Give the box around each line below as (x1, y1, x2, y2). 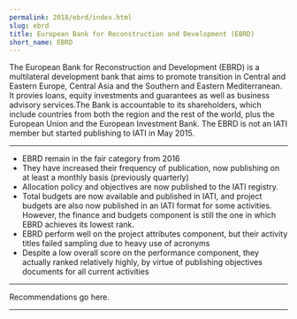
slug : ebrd (9, 21, 49, 30)
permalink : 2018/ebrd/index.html (9, 12, 133, 22)
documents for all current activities (21, 267, 149, 277)
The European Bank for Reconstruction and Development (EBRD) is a (9, 62, 260, 73)
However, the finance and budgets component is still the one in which (21, 210, 277, 221)
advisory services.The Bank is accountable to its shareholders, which (9, 99, 263, 111)
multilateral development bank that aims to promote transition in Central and (9, 72, 286, 82)
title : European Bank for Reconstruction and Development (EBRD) (9, 29, 255, 38)
